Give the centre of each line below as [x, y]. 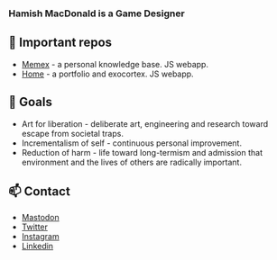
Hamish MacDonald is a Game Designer [97, 13]
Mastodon [40, 218]
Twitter [35, 227]
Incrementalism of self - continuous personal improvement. [132, 143]
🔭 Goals [31, 102]
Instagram [40, 237]
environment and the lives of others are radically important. [132, 162]
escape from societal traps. [72, 133]
